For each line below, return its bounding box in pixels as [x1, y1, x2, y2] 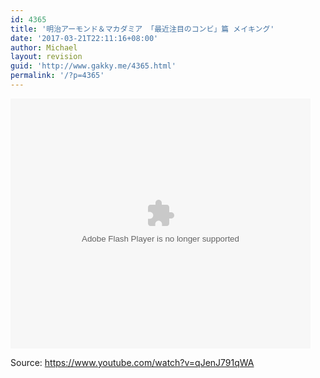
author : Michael [10, 42, 78, 53]
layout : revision [10, 52, 83, 62]
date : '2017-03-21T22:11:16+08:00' [10, 33, 159, 43]
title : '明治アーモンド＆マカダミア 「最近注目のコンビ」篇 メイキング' [10, 24, 275, 34]
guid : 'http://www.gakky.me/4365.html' [10, 61, 177, 71]
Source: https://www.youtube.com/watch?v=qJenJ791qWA [10, 356, 255, 368]
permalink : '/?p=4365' [10, 71, 105, 81]
